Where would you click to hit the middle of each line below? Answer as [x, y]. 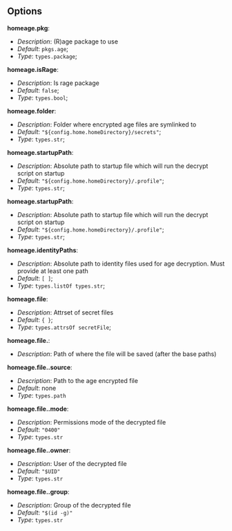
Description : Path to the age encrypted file [77, 380]
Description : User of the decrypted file [72, 463]
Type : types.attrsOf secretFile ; [64, 327]
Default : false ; [38, 90]
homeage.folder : [32, 111]
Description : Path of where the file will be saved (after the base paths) [117, 354]
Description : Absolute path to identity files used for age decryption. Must [121, 263]
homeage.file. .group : [38, 492]
